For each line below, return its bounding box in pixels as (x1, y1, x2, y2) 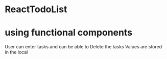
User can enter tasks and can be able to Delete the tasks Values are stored (5, 44, 162, 50)
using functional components (5, 27, 133, 39)
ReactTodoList (5, 4, 67, 15)
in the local (5, 49, 28, 55)
